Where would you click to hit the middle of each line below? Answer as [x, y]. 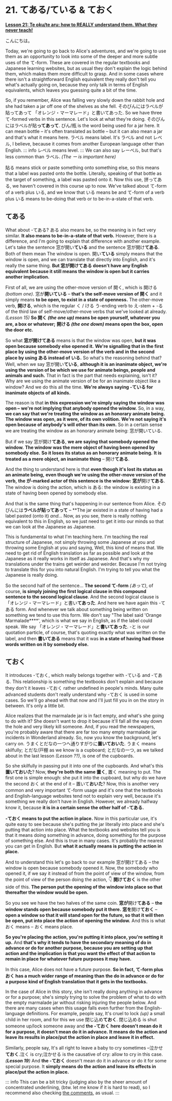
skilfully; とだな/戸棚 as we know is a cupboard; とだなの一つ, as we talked [84, 750]
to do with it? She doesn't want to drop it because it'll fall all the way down [84, 721]
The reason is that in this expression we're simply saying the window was [85, 402]
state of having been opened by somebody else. [56, 493]
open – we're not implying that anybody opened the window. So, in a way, [85, 408]
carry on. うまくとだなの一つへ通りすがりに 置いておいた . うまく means [81, 743]
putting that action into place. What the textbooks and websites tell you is [83, 830]
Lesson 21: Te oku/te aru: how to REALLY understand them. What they [81, 24]
